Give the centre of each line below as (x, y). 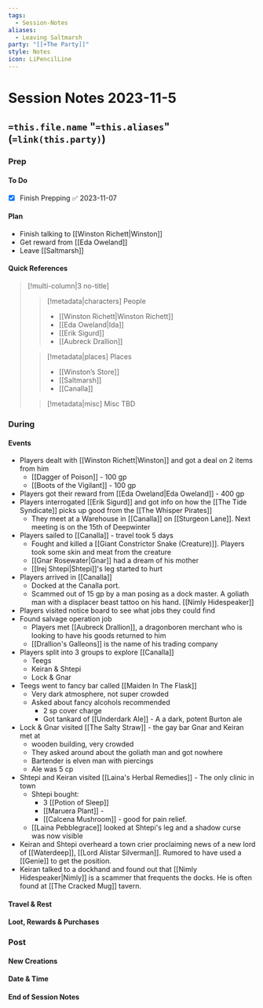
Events (20, 443)
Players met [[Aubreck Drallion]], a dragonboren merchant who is (137, 627)
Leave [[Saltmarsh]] (51, 250)
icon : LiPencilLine (40, 60)
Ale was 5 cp (52, 769)
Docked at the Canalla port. (75, 585)
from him (34, 469)
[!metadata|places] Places (89, 357)
